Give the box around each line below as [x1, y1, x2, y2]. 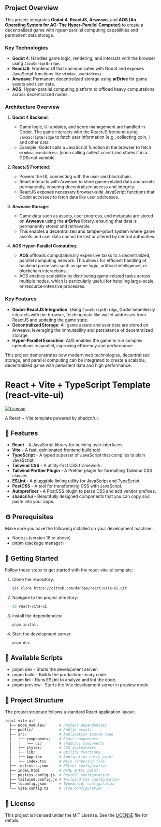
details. [5, 817, 20, 824]
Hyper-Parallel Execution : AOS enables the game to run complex [12, 337, 143, 343]
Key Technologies [5, 44, 48, 51]
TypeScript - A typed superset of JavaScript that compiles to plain [12, 452, 146, 458]
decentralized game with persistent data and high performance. [5, 362, 132, 368]
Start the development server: [12, 631, 72, 637]
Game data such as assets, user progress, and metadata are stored [19, 213, 153, 219]
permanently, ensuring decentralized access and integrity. [19, 184, 135, 190]
